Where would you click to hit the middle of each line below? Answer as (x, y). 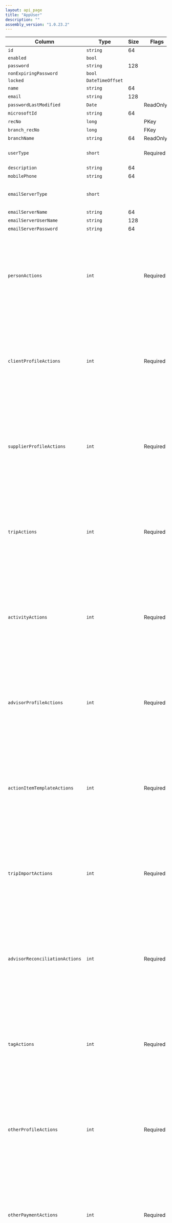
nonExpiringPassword (33, 73)
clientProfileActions (34, 361)
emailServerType (28, 194)
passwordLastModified (34, 105)
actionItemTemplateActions (41, 788)
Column (45, 42)
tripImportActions (30, 873)
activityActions (28, 617)
